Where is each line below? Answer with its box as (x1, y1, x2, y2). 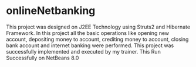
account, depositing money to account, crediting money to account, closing (6, 36, 189, 43)
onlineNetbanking (6, 4, 96, 17)
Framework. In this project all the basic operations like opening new (6, 29, 170, 36)
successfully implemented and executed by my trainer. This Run (6, 48, 161, 55)
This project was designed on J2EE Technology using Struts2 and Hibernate (6, 23, 191, 30)
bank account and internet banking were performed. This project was (6, 42, 174, 49)
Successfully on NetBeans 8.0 (6, 54, 79, 61)
